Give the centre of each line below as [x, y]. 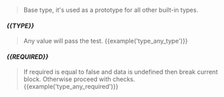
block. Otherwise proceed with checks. [79, 79]
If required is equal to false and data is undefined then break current [121, 72]
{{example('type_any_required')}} [71, 87]
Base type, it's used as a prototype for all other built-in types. [111, 10]
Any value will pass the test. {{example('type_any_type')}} [105, 41]
